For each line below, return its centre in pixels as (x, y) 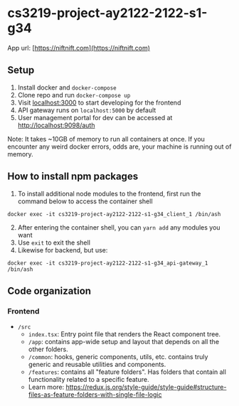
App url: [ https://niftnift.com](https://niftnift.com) (79, 48)
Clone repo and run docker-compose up (74, 95)
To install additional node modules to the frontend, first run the (109, 193)
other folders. (48, 349)
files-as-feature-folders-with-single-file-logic (95, 395)
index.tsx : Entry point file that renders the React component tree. (124, 334)
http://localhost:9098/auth (56, 125)
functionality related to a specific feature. (89, 380)
